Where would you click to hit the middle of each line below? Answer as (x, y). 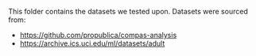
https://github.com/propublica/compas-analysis (98, 35)
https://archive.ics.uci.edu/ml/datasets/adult (92, 43)
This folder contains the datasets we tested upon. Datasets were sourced (128, 11)
